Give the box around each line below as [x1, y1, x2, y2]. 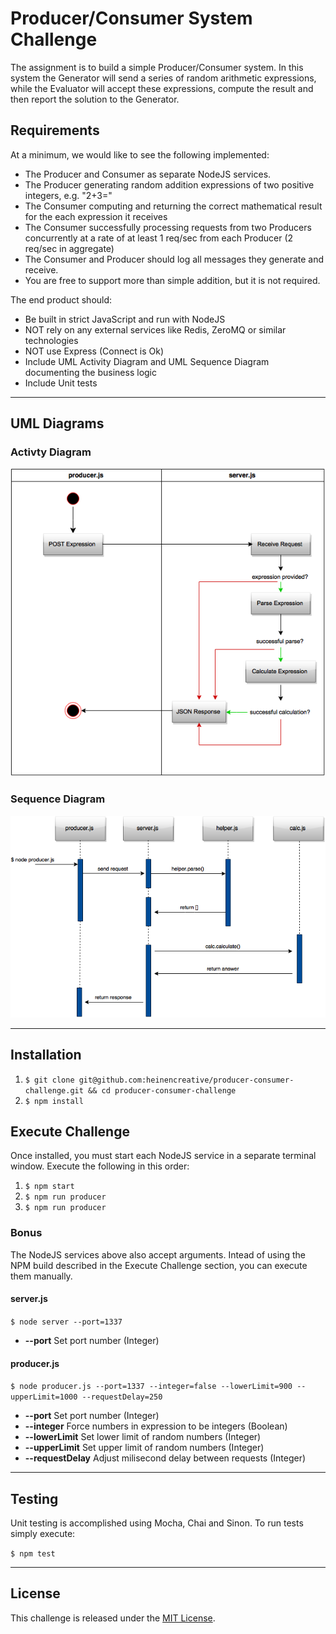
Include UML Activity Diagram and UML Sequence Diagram [24, 355, 270, 367]
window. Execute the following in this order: [10, 1160, 190, 1172]
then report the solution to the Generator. [10, 93, 180, 105]
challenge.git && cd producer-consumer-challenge [24, 1085, 237, 1096]
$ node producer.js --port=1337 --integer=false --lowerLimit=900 [10, 1382, 293, 1392]
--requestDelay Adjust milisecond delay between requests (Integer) [24, 1452, 307, 1464]
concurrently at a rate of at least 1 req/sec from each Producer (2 [24, 232, 294, 244]
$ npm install [24, 1096, 84, 1106]
